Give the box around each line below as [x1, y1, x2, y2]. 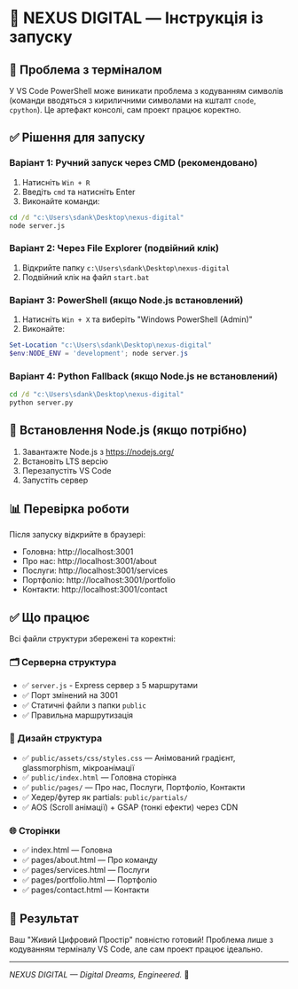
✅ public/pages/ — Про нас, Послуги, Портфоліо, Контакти [21, 781, 246, 792]
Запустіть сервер [21, 475, 89, 485]
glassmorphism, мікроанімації [21, 762, 135, 773]
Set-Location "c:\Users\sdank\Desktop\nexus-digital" [9, 341, 213, 349]
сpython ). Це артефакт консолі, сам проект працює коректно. [9, 105, 242, 114]
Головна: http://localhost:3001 [21, 546, 134, 557]
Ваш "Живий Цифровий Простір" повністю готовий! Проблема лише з [9, 934, 274, 945]
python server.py [9, 398, 74, 407]
